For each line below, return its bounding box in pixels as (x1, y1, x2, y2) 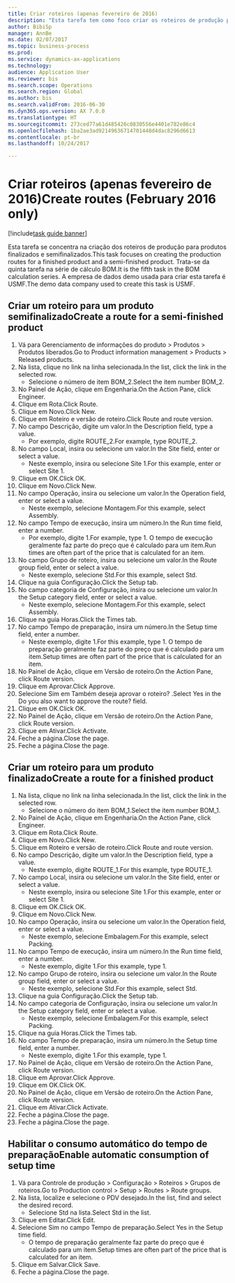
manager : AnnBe (8, 29, 52, 37)
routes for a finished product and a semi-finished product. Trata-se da (8, 258, 210, 266)
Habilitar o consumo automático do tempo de (8, 1138, 208, 1150)
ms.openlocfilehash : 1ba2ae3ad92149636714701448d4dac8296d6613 (8, 127, 196, 134)
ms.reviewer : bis (8, 75, 59, 82)
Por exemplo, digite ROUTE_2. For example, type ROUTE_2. (28, 437, 197, 445)
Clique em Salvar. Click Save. (17, 1260, 100, 1268)
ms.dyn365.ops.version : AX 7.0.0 (8, 108, 105, 115)
